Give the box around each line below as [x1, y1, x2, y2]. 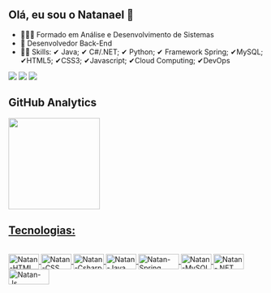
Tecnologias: [8, 224, 75, 238]
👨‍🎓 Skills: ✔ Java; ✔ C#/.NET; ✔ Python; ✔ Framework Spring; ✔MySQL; [19, 46, 264, 57]
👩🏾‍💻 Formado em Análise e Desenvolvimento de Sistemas [19, 29, 215, 39]
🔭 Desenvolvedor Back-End [19, 38, 112, 48]
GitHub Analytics [8, 96, 97, 110]
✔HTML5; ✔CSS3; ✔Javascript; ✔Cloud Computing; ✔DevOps [19, 55, 230, 65]
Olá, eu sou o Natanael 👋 [8, 8, 134, 22]
